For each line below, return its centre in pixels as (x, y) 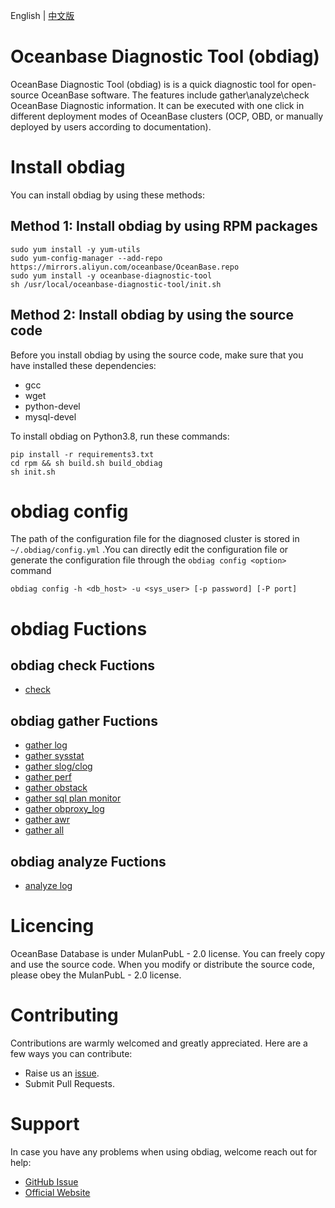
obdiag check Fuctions (83, 665)
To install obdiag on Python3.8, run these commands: (120, 436)
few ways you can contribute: (71, 1053)
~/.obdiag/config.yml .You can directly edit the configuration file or (149, 550)
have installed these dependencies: (83, 365)
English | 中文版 (42, 15)
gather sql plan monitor (73, 798)
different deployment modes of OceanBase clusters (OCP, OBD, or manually (167, 116)
